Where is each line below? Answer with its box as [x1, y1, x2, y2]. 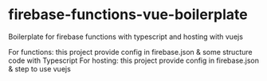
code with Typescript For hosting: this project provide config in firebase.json [8, 56, 259, 65]
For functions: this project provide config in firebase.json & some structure [8, 47, 253, 56]
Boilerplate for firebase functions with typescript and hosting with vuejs [8, 32, 243, 41]
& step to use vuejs [8, 64, 72, 73]
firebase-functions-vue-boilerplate [8, 6, 249, 24]
